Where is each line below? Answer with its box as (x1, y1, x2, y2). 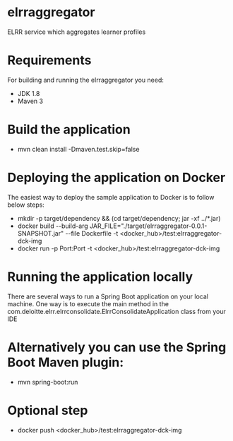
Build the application (7, 121, 131, 138)
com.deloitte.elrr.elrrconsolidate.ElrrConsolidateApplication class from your (7, 307, 226, 315)
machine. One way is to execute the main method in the (7, 299, 169, 308)
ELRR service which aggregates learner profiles (7, 28, 146, 36)
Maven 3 (17, 97, 44, 105)
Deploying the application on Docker (7, 170, 226, 186)
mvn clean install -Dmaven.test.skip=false (17, 145, 140, 153)
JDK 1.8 (17, 89, 40, 97)
